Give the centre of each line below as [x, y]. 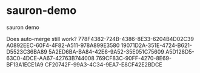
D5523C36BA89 [27, 51]
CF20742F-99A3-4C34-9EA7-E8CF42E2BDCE [103, 65]
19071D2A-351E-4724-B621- [157, 45]
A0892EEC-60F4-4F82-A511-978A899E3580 [63, 45]
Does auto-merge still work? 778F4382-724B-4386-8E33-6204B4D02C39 [100, 39]
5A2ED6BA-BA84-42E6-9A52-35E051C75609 [106, 51]
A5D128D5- [180, 51]
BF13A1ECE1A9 [25, 65]
